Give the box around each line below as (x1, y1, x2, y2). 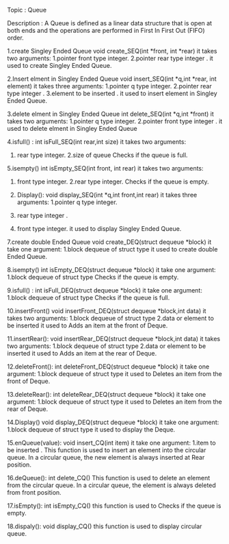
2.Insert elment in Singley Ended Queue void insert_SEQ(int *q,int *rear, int (7, 75, 217, 83)
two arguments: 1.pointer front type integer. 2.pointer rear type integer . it (7, 54, 213, 62)
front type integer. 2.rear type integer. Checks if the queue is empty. (16, 177, 210, 186)
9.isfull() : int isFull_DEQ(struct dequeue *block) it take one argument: (7, 286, 203, 294)
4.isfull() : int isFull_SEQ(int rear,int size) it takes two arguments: (7, 138, 187, 146)
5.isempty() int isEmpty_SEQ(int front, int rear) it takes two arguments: (7, 164, 204, 172)
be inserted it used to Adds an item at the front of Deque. (7, 321, 168, 330)
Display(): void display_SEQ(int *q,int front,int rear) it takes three (16, 191, 198, 199)
